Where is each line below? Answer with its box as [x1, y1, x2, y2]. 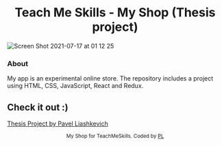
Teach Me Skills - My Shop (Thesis [14, 5, 216, 20]
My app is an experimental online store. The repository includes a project [7, 74, 214, 83]
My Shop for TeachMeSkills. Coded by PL [66, 133, 164, 140]
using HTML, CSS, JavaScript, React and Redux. [7, 82, 144, 90]
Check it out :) [7, 101, 69, 113]
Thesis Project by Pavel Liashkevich [7, 119, 108, 128]
